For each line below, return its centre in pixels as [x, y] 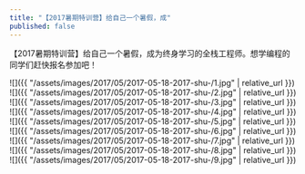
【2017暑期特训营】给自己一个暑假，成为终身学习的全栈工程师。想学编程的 [150, 53]
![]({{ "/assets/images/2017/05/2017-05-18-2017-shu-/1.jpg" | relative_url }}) [152, 82]
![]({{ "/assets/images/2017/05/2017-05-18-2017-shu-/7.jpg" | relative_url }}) [152, 140]
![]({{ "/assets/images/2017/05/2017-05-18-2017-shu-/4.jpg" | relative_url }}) [153, 111]
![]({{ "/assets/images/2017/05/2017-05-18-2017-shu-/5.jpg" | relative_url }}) [153, 121]
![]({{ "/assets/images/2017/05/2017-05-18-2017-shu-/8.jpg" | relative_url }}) [153, 150]
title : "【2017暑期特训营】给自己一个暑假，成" [90, 18]
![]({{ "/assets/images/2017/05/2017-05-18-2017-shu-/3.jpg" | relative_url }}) [153, 101]
